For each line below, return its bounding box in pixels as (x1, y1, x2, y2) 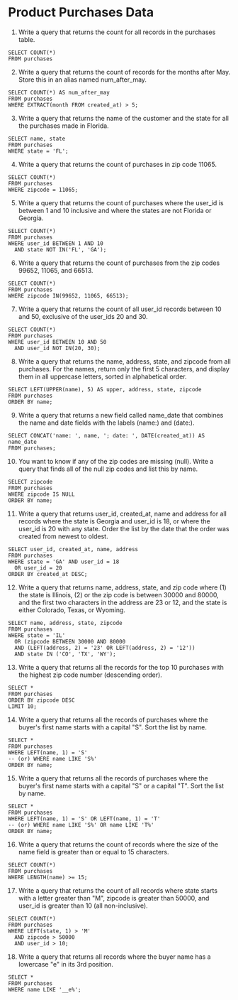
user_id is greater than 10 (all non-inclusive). (18, 901, 148, 910)
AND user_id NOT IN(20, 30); (14, 344, 101, 352)
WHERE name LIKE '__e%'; (8, 986, 81, 993)
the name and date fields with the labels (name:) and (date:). (18, 418, 195, 427)
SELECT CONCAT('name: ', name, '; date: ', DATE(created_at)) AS (8, 432, 205, 439)
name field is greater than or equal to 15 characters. (18, 847, 169, 856)
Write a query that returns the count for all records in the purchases (18, 28, 216, 36)
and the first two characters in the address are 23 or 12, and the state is (18, 598, 227, 607)
